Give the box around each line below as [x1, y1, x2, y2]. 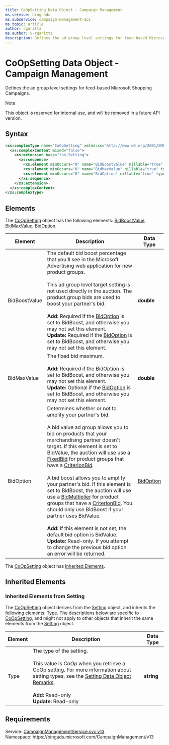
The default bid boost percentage [47, 250, 127, 257]
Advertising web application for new [47, 262, 132, 269]
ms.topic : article [5, 21, 44, 27]
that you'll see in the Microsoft [47, 256, 119, 263]
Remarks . [32, 679, 55, 686]
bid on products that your [47, 430, 107, 437]
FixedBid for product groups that [47, 456, 124, 463]
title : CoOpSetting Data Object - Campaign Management [5, 7, 123, 13]
